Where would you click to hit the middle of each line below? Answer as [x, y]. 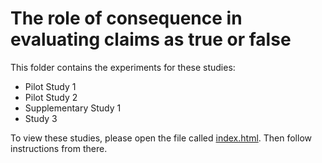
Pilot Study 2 [51, 97]
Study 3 [41, 118]
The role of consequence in [126, 18]
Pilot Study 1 [50, 86]
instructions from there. [59, 148]
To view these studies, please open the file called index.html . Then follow [161, 138]
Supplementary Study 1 [73, 108]
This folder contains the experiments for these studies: [123, 67]
